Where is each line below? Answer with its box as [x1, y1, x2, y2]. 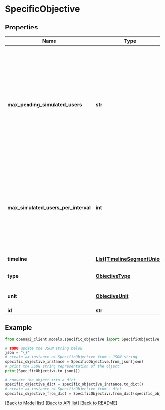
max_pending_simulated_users [7, 101, 82, 108]
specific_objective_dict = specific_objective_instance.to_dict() [5, 382, 144, 387]
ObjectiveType [95, 273, 131, 279]
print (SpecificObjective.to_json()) [5, 369, 80, 374]
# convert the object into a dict [5, 377, 76, 382]
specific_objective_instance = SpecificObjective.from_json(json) [5, 359, 144, 364]
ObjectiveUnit [95, 293, 129, 299]
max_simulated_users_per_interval [7, 205, 91, 211]
